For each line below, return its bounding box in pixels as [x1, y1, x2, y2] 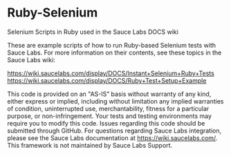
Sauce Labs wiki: [7, 55, 55, 64]
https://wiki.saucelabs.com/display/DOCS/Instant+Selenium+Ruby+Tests [7, 69, 214, 77]
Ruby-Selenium [7, 5, 98, 21]
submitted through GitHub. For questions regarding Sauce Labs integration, [7, 126, 222, 135]
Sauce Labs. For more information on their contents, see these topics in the [7, 48, 222, 57]
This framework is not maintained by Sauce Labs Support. [7, 141, 173, 149]
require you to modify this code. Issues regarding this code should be [7, 119, 205, 127]
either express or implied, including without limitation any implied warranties [7, 97, 224, 105]
